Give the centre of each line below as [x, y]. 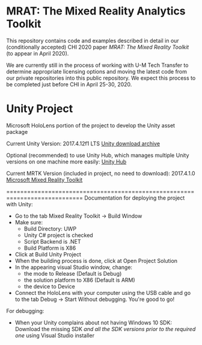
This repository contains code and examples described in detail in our [93, 40]
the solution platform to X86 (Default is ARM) [79, 280]
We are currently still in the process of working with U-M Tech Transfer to [97, 65]
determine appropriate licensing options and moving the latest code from [97, 71]
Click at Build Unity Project [48, 254]
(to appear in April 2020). [38, 53]
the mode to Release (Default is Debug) [73, 273]
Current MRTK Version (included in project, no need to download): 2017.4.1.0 [101, 173]
